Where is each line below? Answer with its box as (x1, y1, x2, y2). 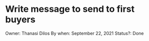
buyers (5, 14, 36, 25)
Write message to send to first (5, 3, 135, 15)
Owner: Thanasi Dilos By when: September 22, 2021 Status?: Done (5, 30, 144, 36)
